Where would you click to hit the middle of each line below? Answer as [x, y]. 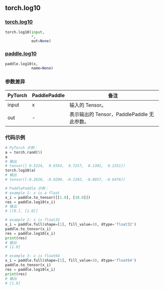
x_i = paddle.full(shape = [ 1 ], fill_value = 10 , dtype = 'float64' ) [71, 261]
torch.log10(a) [20, 170]
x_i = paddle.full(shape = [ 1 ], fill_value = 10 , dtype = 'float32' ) [71, 225]
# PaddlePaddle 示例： [27, 188]
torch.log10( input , [25, 32]
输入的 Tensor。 [88, 105]
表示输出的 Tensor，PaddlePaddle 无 [112, 114]
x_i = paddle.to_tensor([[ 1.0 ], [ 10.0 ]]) [48, 197]
